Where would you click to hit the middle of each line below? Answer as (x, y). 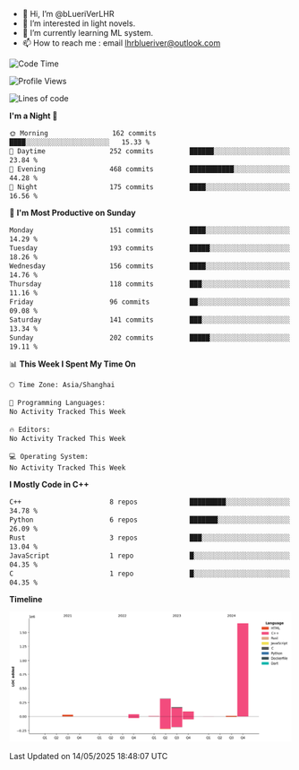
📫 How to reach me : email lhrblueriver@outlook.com (121, 43)
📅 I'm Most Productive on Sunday (73, 212)
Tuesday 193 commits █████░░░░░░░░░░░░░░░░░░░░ (150, 248)
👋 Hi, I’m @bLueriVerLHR (68, 14)
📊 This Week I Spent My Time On (73, 364)
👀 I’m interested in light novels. (79, 23)
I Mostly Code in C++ (49, 484)
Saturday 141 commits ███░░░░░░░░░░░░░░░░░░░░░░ (150, 320)
